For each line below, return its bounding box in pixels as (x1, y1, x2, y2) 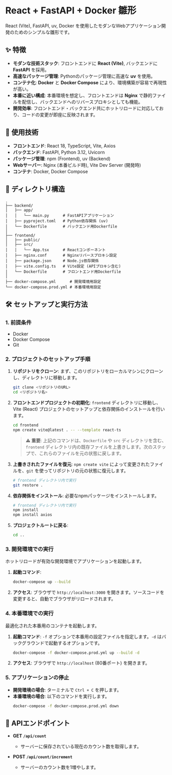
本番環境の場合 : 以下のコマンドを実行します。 (12, 693, 110, 699)
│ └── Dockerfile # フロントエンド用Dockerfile (5, 269, 121, 275)
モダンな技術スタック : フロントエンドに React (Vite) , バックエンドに (12, 60, 158, 66)
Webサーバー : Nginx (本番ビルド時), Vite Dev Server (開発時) (12, 162, 141, 168)
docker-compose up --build (12, 579, 71, 584)
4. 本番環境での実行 (5, 610, 54, 617)
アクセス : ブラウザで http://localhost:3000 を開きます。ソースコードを (12, 589, 165, 596)
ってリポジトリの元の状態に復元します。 (43, 467, 129, 474)
